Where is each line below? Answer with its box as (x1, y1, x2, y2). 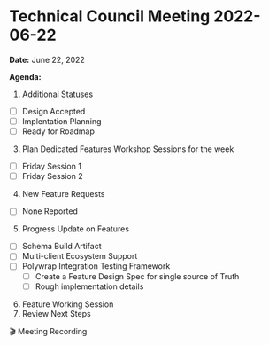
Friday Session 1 (21, 161, 82, 172)
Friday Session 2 (21, 171, 83, 182)
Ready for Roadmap (21, 126, 96, 137)
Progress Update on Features (21, 223, 130, 234)
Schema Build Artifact (21, 241, 102, 252)
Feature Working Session (21, 299, 114, 310)
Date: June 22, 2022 (9, 54, 86, 65)
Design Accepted (21, 106, 86, 116)
